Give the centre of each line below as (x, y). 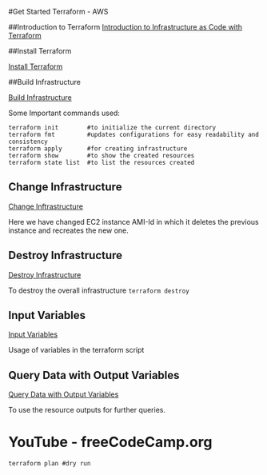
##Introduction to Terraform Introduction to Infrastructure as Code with (125, 27)
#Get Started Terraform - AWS (58, 12)
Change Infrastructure (65, 187)
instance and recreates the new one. (69, 230)
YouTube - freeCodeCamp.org (110, 442)
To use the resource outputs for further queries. (87, 410)
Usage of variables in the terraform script (76, 350)
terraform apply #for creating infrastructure (98, 149)
